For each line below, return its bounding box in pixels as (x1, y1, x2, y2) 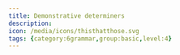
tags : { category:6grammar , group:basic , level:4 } (8, 34, 173, 43)
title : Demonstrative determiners (8, 11, 126, 20)
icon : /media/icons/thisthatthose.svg (8, 27, 139, 35)
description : (8, 19, 53, 27)
